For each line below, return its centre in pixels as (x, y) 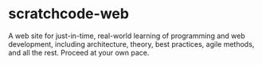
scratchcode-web (69, 14)
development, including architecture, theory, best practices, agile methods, (131, 44)
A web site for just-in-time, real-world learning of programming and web (127, 36)
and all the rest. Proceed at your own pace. (79, 52)
